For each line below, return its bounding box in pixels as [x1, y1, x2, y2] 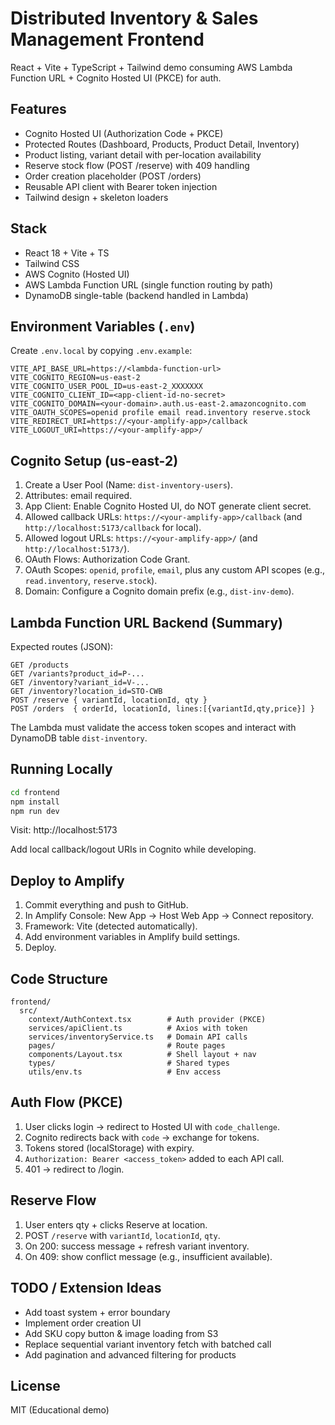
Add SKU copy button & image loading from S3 [24, 1327, 219, 1339]
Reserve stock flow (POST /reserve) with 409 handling [24, 159, 250, 171]
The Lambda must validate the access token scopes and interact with [10, 722, 297, 733]
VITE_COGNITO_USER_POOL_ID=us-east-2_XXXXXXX [10, 382, 203, 392]
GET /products [10, 660, 70, 670]
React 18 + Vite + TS [24, 247, 110, 259]
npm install [10, 797, 60, 807]
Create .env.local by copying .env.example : [10, 345, 193, 357]
